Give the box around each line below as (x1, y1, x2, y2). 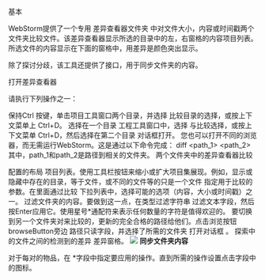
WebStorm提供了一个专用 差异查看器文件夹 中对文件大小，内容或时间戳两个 (8, 24, 255, 33)
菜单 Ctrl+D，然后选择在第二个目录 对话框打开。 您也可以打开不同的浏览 (21, 131, 257, 140)
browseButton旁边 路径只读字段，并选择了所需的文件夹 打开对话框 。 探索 (8, 226, 249, 236)
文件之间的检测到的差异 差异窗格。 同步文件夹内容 (14, 236, 188, 245)
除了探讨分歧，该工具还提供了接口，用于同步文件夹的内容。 (8, 60, 203, 70)
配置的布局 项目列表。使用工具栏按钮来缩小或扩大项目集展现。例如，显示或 (8, 167, 253, 176)
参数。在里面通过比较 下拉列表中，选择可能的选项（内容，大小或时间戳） (8, 187, 246, 196)
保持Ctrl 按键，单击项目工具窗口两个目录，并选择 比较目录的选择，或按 (8, 111, 239, 120)
